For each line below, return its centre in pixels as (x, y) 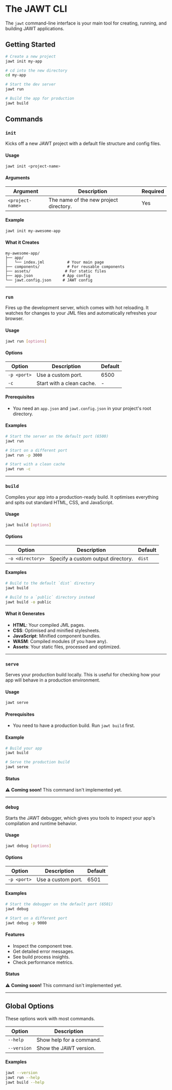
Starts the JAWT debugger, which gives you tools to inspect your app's (80, 818)
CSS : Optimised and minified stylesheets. (57, 630)
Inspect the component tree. (43, 946)
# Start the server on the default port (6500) (57, 436)
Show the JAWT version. (66, 1048)
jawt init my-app (24, 61)
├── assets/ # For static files (56, 271)
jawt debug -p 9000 (26, 923)
